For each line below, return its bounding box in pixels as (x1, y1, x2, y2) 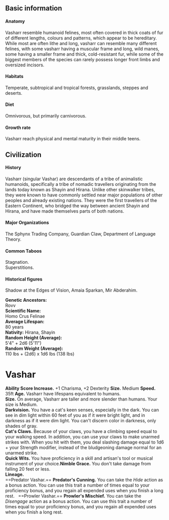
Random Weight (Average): (5, 345, 64, 351)
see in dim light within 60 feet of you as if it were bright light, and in (5, 412, 145, 418)
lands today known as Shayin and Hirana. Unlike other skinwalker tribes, (5, 186, 155, 192)
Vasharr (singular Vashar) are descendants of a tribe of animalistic (5, 176, 143, 182)
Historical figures (5, 276, 43, 282)
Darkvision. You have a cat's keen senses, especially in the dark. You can (5, 407, 159, 413)
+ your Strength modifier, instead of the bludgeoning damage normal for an (5, 445, 162, 451)
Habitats (5, 73, 24, 79)
